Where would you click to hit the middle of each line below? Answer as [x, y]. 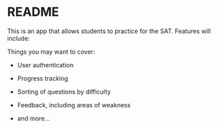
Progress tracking [43, 78]
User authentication [45, 65]
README [33, 12]
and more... [34, 118]
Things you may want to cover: [51, 52]
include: [19, 38]
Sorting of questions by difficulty [64, 92]
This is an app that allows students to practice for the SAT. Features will [109, 31]
